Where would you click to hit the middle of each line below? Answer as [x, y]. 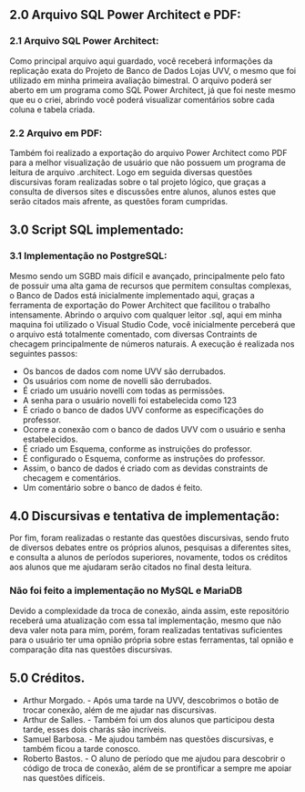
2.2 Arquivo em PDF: [56, 133]
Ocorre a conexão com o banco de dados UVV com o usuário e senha [154, 429]
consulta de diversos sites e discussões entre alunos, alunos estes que [142, 192]
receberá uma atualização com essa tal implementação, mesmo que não [146, 620]
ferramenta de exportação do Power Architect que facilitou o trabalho [140, 305]
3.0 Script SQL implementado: [97, 230]
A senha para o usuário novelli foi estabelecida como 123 [129, 400]
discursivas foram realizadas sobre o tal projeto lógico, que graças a [138, 182]
